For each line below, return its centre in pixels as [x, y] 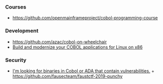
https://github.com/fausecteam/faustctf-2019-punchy [68, 76]
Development [22, 31]
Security [16, 60]
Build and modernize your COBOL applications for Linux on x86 [78, 47]
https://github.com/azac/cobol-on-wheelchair [60, 41]
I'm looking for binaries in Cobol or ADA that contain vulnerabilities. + [83, 70]
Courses [16, 7]
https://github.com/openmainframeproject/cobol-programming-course [85, 18]
